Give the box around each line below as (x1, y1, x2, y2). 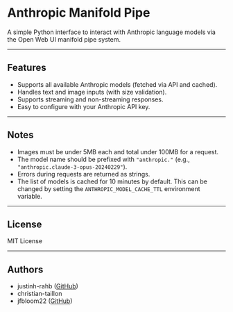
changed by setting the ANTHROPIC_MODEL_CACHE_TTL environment (17, 184, 200, 192)
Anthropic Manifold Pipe (7, 5, 150, 21)
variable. (17, 192, 43, 200)
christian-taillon (17, 290, 62, 298)
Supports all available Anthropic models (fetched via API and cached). (17, 80, 218, 88)
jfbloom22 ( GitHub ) (17, 297, 73, 305)
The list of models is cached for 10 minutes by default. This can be (17, 177, 208, 186)
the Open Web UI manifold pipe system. (7, 35, 121, 43)
